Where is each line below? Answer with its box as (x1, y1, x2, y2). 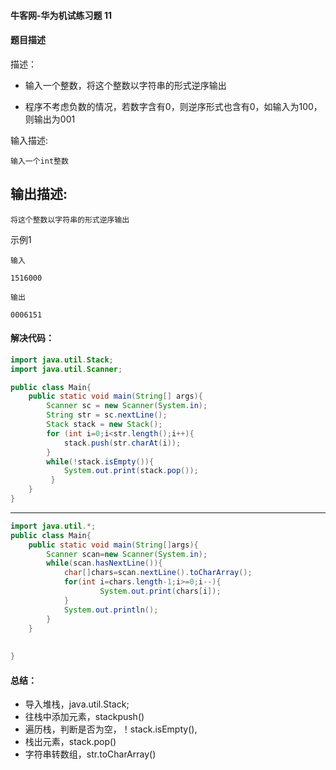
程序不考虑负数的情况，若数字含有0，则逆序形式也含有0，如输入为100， (24, 100, 323, 112)
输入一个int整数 (10, 156, 69, 166)
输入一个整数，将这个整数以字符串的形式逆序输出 (24, 79, 227, 91)
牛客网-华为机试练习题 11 (10, 9, 112, 21)
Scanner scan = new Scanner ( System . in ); (46, 549, 208, 559)
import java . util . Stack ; (10, 355, 114, 365)
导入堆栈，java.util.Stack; (24, 698, 130, 710)
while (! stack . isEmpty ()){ (46, 456, 155, 467)
